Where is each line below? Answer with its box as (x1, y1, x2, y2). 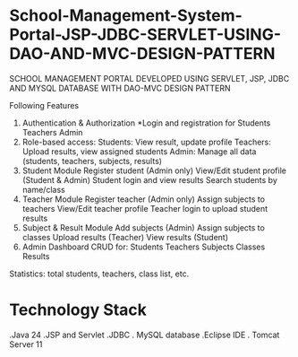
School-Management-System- (9, 5, 243, 26)
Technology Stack (9, 300, 148, 320)
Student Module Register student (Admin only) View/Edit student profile (21, 165, 286, 176)
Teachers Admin (21, 126, 83, 137)
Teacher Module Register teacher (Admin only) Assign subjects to (21, 194, 266, 205)
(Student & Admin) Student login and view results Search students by (21, 174, 277, 185)
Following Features (9, 100, 79, 110)
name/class (21, 184, 65, 195)
